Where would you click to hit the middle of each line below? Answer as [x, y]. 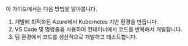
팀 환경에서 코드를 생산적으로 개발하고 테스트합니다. [76, 37]
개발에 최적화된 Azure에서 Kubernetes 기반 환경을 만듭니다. [86, 22]
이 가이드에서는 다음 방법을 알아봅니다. [51, 9]
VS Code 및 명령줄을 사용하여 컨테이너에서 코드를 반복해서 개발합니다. [99, 29]
